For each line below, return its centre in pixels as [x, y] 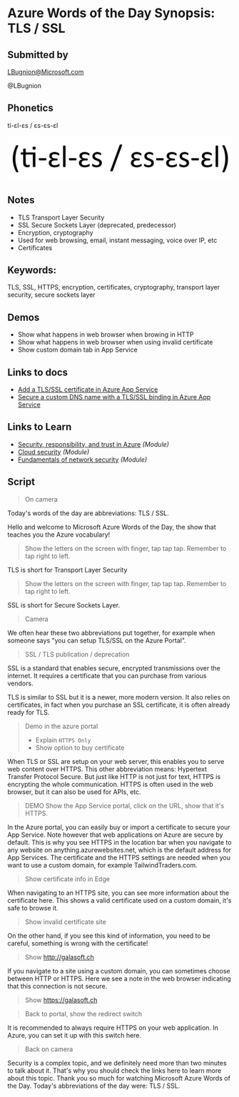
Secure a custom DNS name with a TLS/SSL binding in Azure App [114, 397]
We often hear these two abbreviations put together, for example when [111, 632]
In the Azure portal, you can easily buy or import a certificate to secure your [119, 827]
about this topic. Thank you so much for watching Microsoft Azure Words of [119, 1078]
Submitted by [38, 55]
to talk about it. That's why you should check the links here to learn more [115, 1071]
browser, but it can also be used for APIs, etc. [74, 792]
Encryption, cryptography [56, 232]
